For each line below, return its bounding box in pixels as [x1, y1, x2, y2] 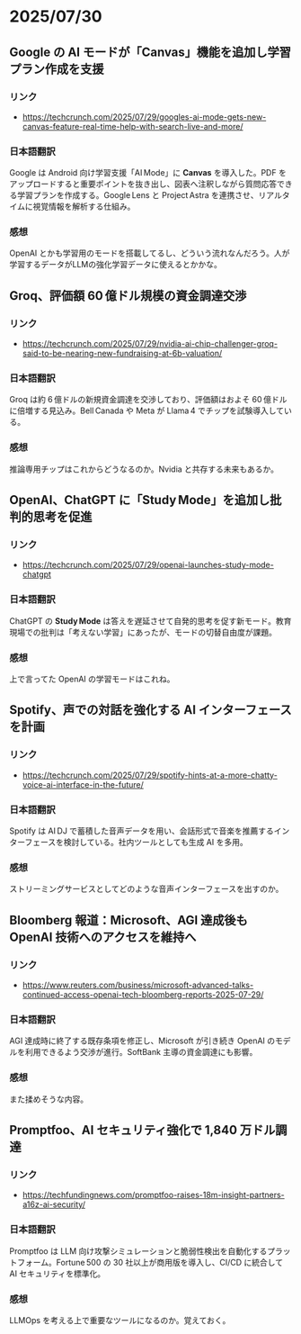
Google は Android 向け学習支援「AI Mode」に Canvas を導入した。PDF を [9, 167, 288, 178]
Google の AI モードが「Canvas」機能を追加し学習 [9, 44, 292, 59]
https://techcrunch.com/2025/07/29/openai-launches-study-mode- [22, 560, 274, 571]
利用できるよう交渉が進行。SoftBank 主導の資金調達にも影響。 [24, 1047, 258, 1058]
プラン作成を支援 [9, 61, 104, 77]
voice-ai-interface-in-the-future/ [22, 779, 144, 789]
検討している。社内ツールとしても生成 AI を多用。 [63, 837, 249, 848]
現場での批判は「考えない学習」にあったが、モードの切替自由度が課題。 [9, 626, 277, 637]
